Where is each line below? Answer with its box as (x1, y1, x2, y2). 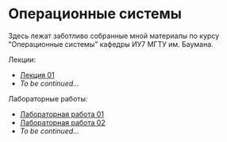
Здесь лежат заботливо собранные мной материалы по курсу (8, 31, 220, 40)
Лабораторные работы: (8, 94, 88, 103)
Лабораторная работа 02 (19, 117, 106, 127)
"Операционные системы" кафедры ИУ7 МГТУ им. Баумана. (8, 39, 214, 48)
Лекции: (8, 55, 37, 64)
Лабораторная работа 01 (19, 109, 105, 119)
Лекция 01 (19, 70, 55, 79)
